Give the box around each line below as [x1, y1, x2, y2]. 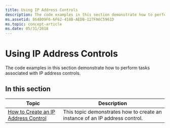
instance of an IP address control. [63, 114, 143, 121]
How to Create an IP [8, 108, 56, 115]
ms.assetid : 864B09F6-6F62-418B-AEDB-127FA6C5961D [5, 17, 114, 22]
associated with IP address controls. [5, 70, 81, 76]
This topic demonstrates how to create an [63, 108, 162, 115]
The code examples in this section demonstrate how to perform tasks [5, 65, 150, 71]
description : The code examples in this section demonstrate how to [5, 12, 153, 17]
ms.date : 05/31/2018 [5, 26, 49, 31]
